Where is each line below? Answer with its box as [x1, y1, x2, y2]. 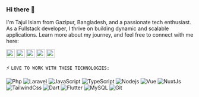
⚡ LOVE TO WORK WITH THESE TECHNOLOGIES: [6, 64, 110, 72]
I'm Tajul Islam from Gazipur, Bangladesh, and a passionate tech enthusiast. [6, 19, 191, 26]
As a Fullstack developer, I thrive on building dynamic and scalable [6, 25, 169, 32]
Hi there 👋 [6, 5, 36, 14]
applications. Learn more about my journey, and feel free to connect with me [6, 31, 194, 38]
